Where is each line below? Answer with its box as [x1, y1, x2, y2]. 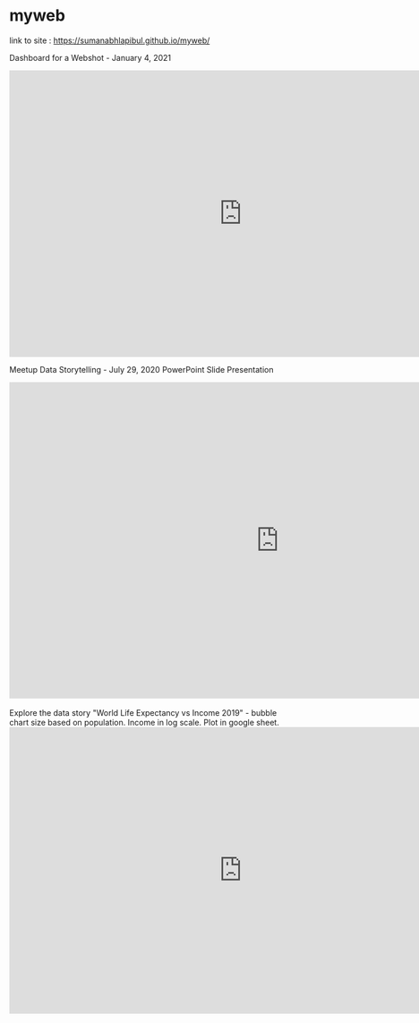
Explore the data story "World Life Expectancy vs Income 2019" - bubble [9, 707, 278, 718]
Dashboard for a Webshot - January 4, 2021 [9, 52, 172, 63]
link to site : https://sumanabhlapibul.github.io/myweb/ [9, 35, 210, 46]
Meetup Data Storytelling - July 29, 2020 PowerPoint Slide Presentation [9, 364, 274, 374]
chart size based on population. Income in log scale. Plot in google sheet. [9, 717, 279, 727]
